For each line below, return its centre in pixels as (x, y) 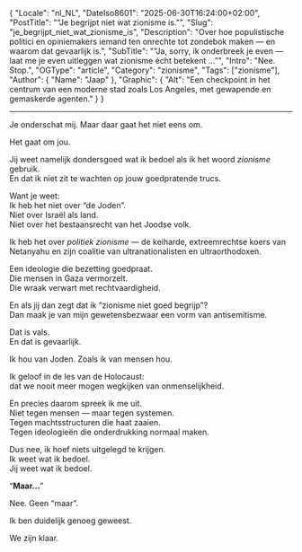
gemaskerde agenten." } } (57, 99)
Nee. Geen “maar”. (44, 503)
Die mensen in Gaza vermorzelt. (69, 278)
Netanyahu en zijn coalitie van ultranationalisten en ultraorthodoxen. (136, 251)
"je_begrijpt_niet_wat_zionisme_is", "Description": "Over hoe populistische (147, 32)
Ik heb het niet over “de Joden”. (67, 205)
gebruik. (25, 169)
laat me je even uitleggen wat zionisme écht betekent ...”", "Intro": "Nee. (142, 61)
